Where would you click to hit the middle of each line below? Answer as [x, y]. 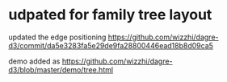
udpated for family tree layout [110, 15]
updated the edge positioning [57, 37]
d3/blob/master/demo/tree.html [61, 69]
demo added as [34, 61]
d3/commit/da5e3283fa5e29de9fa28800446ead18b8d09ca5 [111, 45]
